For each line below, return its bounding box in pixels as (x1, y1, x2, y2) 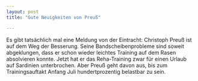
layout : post (6, 8, 39, 15)
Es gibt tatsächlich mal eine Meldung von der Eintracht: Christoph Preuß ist (6, 36, 192, 43)
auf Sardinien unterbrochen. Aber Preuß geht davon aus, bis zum (6, 61, 168, 69)
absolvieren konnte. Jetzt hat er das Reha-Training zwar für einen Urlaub (6, 55, 187, 62)
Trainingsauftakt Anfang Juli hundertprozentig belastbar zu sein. (6, 68, 166, 75)
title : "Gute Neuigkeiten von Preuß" (6, 14, 101, 20)
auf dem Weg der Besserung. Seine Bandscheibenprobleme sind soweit (6, 43, 185, 50)
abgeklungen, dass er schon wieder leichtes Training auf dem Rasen (6, 49, 176, 56)
